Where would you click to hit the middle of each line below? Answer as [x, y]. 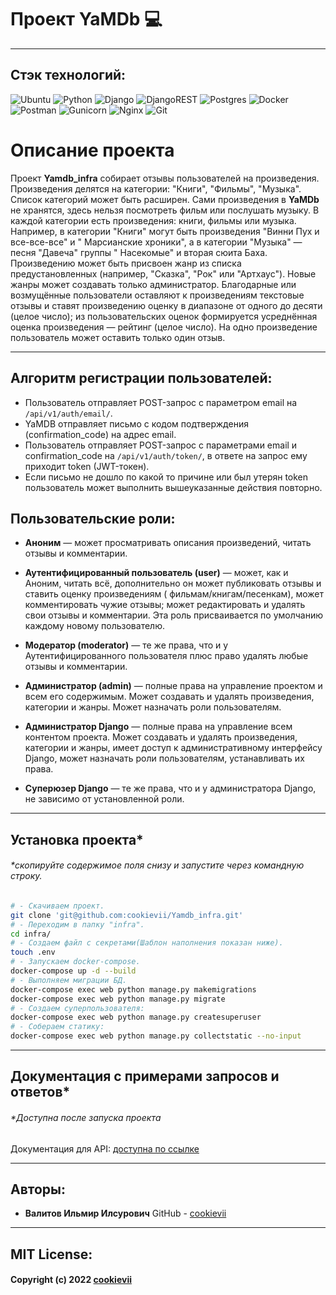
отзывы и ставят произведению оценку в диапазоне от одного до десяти [166, 305]
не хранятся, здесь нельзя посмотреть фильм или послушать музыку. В [165, 210]
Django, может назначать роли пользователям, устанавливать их [164, 758]
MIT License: [51, 1254]
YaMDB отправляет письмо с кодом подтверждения [136, 423]
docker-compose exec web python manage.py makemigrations [133, 989]
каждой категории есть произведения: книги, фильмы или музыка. [153, 220]
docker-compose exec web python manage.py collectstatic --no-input [156, 1036]
